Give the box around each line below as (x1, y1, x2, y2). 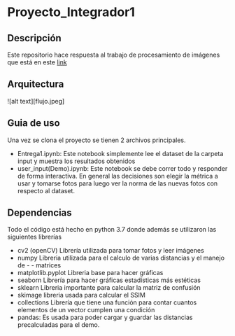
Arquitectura (7, 78, 64, 90)
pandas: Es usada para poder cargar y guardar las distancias (17, 313, 193, 322)
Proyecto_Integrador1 (7, 4, 135, 20)
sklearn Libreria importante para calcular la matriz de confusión (17, 283, 201, 292)
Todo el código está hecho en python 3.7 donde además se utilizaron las (7, 225, 217, 234)
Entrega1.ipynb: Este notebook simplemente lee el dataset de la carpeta (17, 149, 224, 157)
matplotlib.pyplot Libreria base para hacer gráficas (17, 269, 164, 277)
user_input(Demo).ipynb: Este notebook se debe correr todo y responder (17, 164, 228, 172)
